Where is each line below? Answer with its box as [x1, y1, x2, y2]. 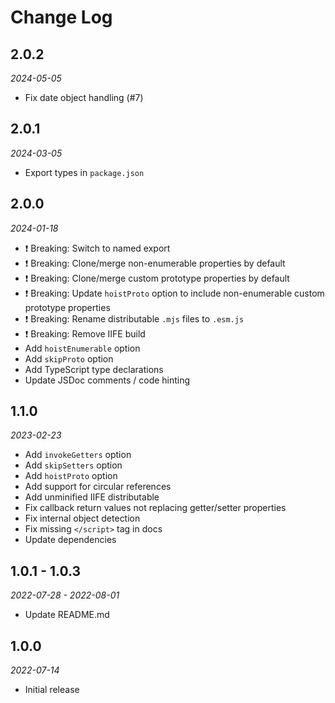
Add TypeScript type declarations [24, 363, 164, 375]
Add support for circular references [24, 481, 172, 493]
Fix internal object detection [24, 512, 141, 525]
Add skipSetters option [24, 459, 123, 471]
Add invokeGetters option [24, 449, 132, 461]
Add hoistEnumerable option [24, 342, 141, 354]
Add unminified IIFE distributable [24, 491, 160, 503]
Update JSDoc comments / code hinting [24, 374, 191, 386]
